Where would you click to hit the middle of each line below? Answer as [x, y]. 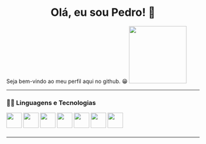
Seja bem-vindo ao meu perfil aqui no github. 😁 [67, 81]
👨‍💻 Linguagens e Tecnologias [51, 103]
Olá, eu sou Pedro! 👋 [103, 13]
